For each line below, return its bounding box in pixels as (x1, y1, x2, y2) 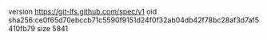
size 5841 (37, 24, 69, 33)
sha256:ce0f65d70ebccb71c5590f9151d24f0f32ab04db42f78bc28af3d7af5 (8, 15, 260, 25)
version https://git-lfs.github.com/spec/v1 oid (8, 7, 157, 16)
